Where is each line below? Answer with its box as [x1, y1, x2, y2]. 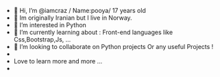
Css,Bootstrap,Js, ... [13, 35, 71, 44]
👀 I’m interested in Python [13, 21, 87, 29]
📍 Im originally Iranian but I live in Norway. [13, 14, 132, 22]
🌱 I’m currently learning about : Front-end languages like [13, 28, 173, 36]
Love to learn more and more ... [13, 57, 103, 65]
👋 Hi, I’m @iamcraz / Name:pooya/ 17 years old [13, 7, 146, 14]
